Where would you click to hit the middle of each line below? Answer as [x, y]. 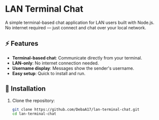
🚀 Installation [25, 89]
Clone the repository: [34, 100]
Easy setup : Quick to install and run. [49, 73]
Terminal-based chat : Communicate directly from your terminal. [77, 58]
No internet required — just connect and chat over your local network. [76, 27]
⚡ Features [22, 44]
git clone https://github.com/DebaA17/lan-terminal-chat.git [76, 109]
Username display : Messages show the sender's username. [73, 68]
